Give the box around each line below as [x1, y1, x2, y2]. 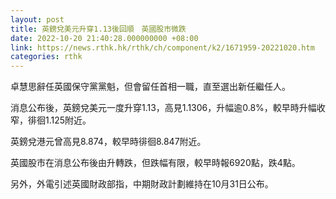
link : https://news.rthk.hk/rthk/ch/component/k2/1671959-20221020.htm [10, 42, 315, 53]
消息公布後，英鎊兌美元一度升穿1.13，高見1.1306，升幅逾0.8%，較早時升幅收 [10, 102, 326, 114]
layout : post [10, 14, 65, 25]
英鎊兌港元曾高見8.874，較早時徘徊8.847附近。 [10, 136, 207, 148]
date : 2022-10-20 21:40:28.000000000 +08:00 [10, 33, 199, 43]
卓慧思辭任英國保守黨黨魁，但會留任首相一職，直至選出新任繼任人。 [10, 81, 291, 93]
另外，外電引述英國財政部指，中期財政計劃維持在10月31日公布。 [10, 178, 274, 190]
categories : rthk [10, 52, 83, 62]
